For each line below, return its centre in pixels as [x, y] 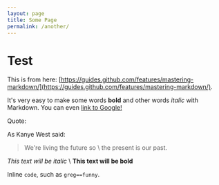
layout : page [26, 13]
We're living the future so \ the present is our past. [96, 148]
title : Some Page [32, 20]
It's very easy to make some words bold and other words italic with [103, 100]
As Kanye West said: [36, 135]
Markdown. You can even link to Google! [65, 108]
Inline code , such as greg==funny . [54, 175]
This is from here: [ [34, 79]
